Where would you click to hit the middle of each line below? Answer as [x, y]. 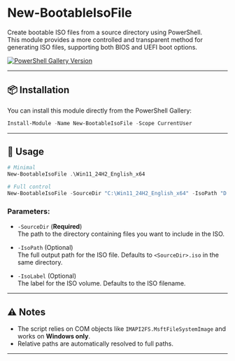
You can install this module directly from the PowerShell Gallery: [100, 111]
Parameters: [29, 211]
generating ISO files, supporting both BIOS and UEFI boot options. [102, 47]
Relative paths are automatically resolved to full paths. [95, 344]
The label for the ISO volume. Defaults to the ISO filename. [101, 283]
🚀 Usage [26, 152]
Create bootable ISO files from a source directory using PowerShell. [105, 32]
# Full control [29, 187]
